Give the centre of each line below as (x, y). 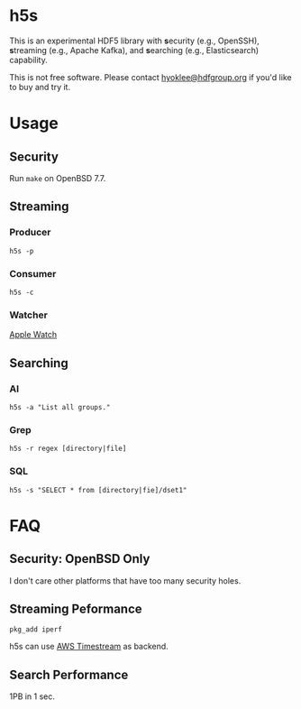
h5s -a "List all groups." (60, 407)
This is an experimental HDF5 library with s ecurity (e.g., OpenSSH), (134, 41)
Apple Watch (33, 335)
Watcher (28, 315)
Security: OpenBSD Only (80, 559)
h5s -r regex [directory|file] (68, 449)
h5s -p (22, 251)
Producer (30, 233)
